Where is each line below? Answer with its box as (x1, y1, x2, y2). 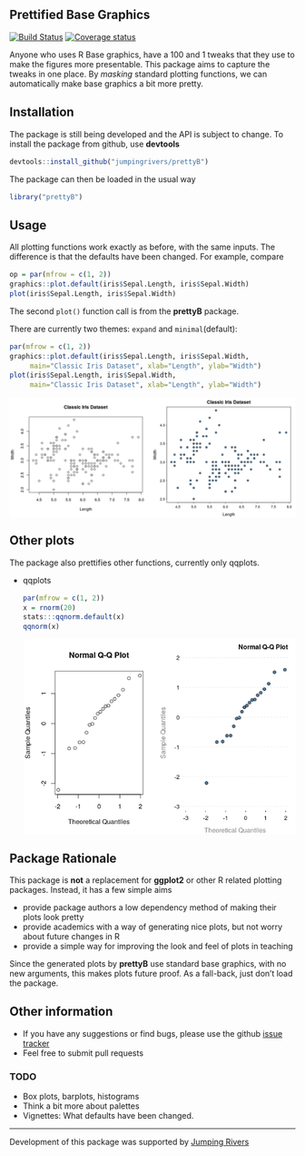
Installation (9, 105, 74, 120)
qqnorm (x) (22, 623, 61, 632)
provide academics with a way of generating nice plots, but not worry (22, 921, 283, 932)
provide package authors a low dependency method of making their (22, 901, 277, 913)
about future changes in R (22, 930, 120, 941)
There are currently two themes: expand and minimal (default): (9, 323, 238, 334)
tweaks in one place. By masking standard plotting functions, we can (9, 68, 268, 79)
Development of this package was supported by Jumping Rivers (9, 1137, 250, 1148)
